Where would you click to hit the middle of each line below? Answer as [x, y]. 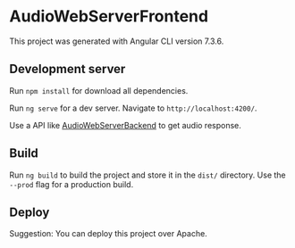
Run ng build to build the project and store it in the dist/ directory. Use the [147, 175]
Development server [67, 69]
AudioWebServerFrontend [109, 17]
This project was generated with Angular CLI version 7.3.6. [117, 41]
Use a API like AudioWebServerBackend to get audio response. [125, 125]
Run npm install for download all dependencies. [99, 90]
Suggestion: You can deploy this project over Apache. [108, 234]
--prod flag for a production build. [72, 184]
